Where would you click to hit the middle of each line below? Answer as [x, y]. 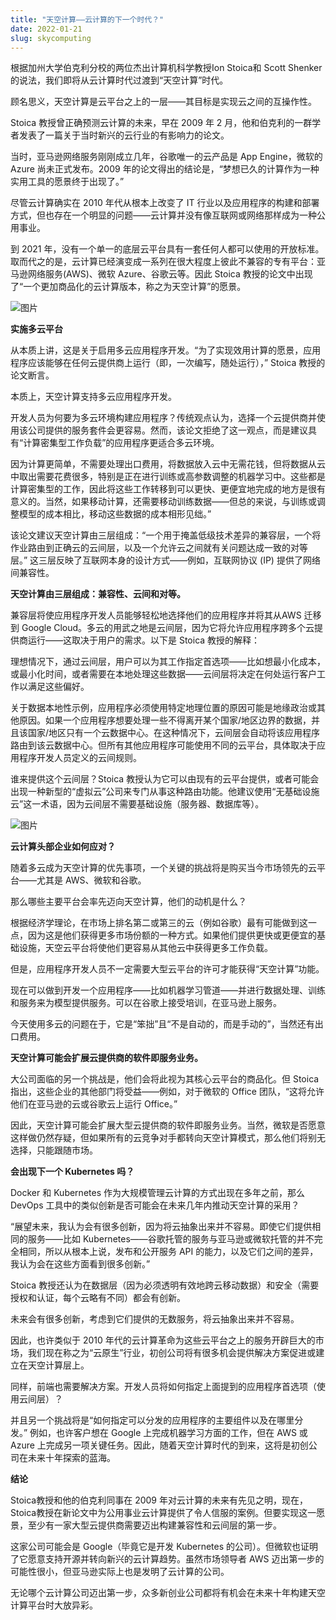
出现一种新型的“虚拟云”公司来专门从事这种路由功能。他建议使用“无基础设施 [165, 792]
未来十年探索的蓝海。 [71, 1458]
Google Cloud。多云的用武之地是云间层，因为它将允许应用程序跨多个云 [168, 628]
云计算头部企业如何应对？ [63, 847]
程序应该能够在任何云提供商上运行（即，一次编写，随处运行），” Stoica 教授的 [168, 363]
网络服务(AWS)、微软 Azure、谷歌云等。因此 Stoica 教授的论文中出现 [170, 274]
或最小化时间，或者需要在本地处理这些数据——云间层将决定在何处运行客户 [163, 674]
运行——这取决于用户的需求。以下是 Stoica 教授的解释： [144, 640]
